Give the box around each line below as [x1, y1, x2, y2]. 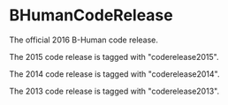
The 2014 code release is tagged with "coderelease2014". [9, 68, 220, 79]
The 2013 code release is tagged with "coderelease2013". [9, 86, 219, 96]
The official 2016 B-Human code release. [9, 34, 159, 45]
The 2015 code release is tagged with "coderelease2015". [9, 51, 219, 62]
